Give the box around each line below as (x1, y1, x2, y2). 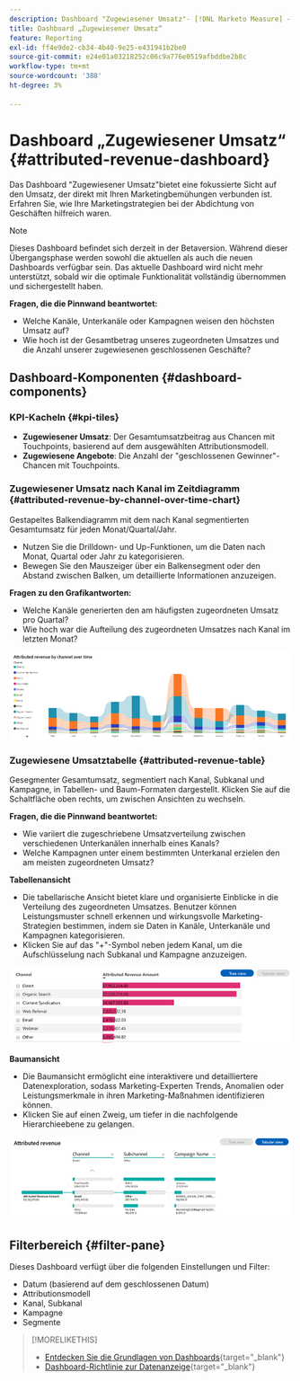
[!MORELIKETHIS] (31, 1334, 98, 1345)
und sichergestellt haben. (9, 280, 103, 291)
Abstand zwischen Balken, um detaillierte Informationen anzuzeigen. (22, 570, 277, 580)
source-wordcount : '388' (9, 72, 102, 81)
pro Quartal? (22, 614, 69, 624)
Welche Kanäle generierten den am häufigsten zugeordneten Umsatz (22, 605, 279, 615)
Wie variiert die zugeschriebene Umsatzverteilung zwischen (22, 828, 246, 839)
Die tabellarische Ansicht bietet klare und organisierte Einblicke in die (22, 892, 278, 903)
